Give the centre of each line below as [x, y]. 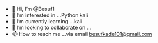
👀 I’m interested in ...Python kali [50, 15]
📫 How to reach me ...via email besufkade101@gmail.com [82, 34]
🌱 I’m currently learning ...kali [47, 21]
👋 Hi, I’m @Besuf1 [33, 9]
